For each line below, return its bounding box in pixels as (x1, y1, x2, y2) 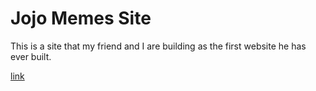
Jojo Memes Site (10, 7, 152, 30)
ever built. (10, 50, 52, 62)
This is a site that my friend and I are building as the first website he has (10, 40, 307, 52)
